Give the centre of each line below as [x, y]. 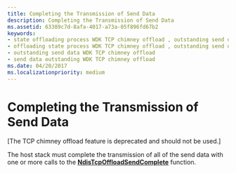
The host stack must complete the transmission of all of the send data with [115, 155]
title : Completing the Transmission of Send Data [81, 14]
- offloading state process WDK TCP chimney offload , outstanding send [116, 46]
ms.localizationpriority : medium [56, 72]
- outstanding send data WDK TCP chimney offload [81, 53]
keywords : [22, 33]
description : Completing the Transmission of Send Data [91, 20]
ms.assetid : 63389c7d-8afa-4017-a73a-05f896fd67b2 [83, 27]
